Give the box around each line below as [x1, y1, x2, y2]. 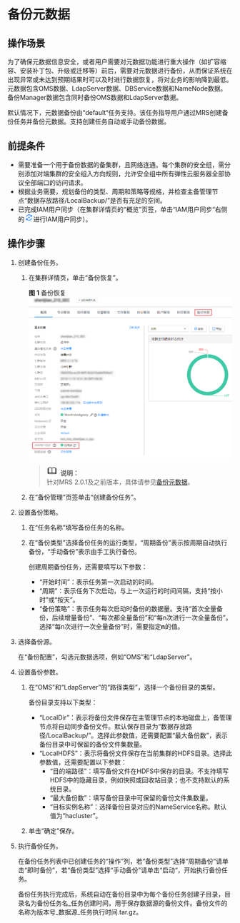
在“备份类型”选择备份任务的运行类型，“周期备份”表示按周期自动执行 [28, 538, 228, 547]
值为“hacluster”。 [49, 812, 102, 820]
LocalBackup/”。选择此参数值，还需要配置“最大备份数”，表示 [47, 731, 229, 740]
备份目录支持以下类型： [28, 698, 98, 707]
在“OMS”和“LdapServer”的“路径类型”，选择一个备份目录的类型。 [28, 683, 219, 692]
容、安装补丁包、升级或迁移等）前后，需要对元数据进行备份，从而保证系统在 [7, 66, 233, 75]
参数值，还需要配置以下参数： [39, 758, 127, 767]
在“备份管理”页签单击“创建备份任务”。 [28, 493, 141, 502]
